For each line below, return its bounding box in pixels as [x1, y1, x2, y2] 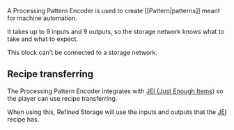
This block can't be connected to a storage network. [7, 49, 158, 56]
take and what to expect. [7, 35, 79, 43]
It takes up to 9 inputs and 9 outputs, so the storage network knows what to [7, 28, 224, 35]
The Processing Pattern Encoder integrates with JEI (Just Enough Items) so [7, 87, 224, 95]
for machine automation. [7, 14, 78, 22]
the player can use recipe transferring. [7, 94, 118, 102]
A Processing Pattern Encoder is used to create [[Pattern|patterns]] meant [7, 7, 221, 15]
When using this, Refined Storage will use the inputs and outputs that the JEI [7, 108, 227, 116]
